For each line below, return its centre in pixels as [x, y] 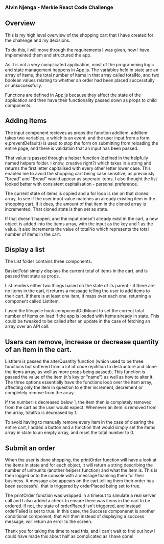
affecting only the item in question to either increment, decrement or [74, 387]
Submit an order [30, 448]
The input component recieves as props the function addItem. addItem [76, 133]
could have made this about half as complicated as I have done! [69, 536]
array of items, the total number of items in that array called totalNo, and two [82, 75]
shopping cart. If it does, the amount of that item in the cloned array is [76, 204]
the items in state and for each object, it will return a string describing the [79, 465]
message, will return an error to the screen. [49, 521]
